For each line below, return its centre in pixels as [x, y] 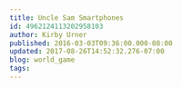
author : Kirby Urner [49, 34]
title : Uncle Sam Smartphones [67, 18]
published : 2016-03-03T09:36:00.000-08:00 [91, 43]
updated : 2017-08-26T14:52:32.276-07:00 [87, 52]
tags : [20, 69]
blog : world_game [42, 60]
